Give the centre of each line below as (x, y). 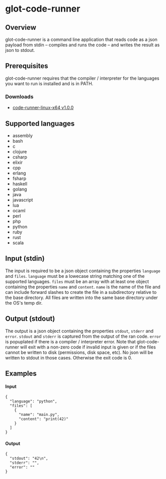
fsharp (19, 178)
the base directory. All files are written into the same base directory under (82, 297)
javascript (23, 200)
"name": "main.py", (39, 415)
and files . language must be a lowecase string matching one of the (75, 276)
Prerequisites (27, 66)
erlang (19, 173)
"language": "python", (33, 401)
